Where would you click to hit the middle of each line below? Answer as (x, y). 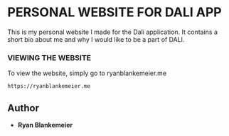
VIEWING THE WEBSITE (49, 57)
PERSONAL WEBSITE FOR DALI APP (114, 12)
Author (23, 108)
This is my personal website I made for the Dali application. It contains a (113, 32)
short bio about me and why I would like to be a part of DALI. (96, 39)
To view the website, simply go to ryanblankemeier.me (87, 73)
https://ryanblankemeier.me (49, 86)
